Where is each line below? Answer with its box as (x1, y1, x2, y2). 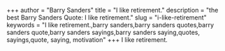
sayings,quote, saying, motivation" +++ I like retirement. (6, 36, 168, 44)
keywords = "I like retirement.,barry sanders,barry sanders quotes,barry (6, 21, 215, 29)
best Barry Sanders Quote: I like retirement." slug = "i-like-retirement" (6, 13, 207, 22)
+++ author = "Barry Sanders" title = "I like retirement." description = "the (6, 6, 219, 14)
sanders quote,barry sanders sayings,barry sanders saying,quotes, (6, 28, 201, 36)
